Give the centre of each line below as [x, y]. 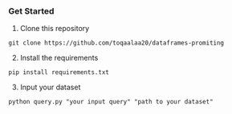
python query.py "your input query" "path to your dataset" [111, 102]
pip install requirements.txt [59, 73]
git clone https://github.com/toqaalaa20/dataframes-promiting [116, 43]
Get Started [31, 11]
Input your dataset [50, 87]
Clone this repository [55, 29]
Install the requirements [59, 58]
